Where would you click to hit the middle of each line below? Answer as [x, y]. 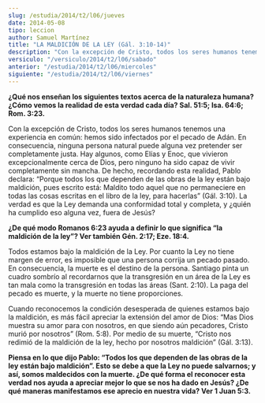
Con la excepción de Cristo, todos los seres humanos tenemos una [117, 129]
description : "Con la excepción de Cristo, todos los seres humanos [123, 52]
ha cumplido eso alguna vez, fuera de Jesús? [82, 212]
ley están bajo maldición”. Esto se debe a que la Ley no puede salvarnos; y [132, 366]
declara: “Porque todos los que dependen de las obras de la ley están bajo [129, 179]
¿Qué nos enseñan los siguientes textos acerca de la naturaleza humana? [131, 96]
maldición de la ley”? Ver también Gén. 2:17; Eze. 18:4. [99, 236]
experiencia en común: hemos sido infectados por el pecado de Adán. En [127, 137]
